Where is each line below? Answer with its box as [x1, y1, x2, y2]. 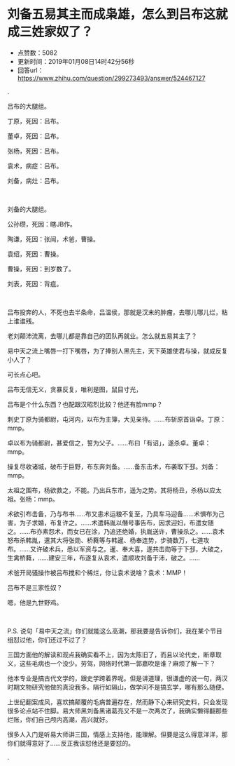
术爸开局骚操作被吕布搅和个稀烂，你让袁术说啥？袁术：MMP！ [7, 568, 188, 577]
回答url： [17, 66, 44, 74]
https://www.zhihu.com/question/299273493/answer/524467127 [17, 74, 206, 82]
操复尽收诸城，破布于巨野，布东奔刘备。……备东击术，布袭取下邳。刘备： [7, 462, 220, 471]
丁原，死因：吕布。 [7, 116, 63, 125]
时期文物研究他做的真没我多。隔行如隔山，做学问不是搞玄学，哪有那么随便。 [7, 683, 228, 691]
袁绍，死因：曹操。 [7, 250, 63, 258]
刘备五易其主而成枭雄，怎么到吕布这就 [7, 6, 229, 22]
